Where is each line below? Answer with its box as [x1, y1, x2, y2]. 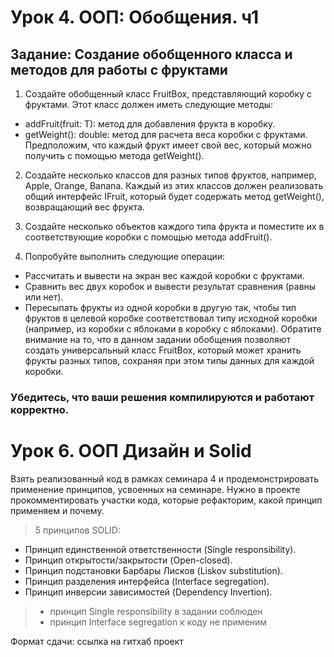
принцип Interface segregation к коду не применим [49, 616, 268, 628]
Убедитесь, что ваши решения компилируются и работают [10, 390, 315, 404]
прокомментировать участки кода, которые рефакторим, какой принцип [10, 494, 323, 506]
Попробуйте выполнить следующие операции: [24, 251, 226, 262]
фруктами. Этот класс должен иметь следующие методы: [24, 99, 274, 110]
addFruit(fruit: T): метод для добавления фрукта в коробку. [24, 118, 276, 130]
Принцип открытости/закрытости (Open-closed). [24, 554, 233, 566]
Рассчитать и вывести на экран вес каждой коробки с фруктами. [24, 270, 305, 281]
